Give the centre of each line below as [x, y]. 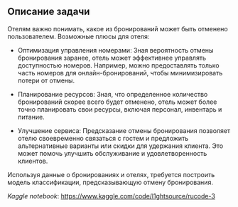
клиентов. [33, 161]
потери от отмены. [46, 80]
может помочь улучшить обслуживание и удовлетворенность [112, 153]
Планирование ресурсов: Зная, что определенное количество [113, 94]
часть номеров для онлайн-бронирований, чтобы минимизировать [120, 73]
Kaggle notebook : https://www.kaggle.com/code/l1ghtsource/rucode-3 [111, 196]
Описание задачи [49, 12]
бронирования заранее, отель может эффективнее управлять [112, 58]
